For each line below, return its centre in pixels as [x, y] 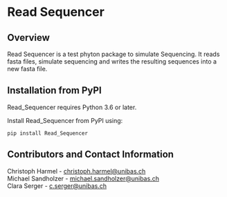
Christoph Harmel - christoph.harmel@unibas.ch [76, 171]
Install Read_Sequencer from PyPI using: [65, 120]
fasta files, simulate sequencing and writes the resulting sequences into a [112, 62]
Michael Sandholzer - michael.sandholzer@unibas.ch [83, 178]
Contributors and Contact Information [91, 154]
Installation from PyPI [54, 91]
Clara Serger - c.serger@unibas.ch [57, 186]
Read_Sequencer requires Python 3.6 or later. [72, 107]
